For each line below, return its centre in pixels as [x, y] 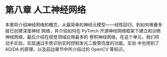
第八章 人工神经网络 [46, 10]
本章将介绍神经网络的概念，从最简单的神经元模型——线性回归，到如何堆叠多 [84, 25]
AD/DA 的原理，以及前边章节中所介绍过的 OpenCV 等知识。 [66, 49]
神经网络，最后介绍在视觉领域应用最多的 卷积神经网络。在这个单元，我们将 [82, 37]
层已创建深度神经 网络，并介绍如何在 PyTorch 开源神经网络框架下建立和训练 [83, 30]
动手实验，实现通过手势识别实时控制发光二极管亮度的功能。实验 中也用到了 [82, 43]
